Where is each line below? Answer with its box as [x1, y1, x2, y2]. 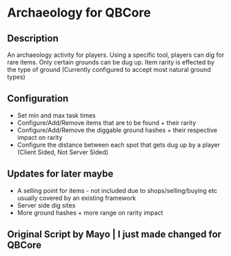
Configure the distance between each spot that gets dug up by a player [17, 140, 221, 149]
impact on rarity [17, 133, 63, 141]
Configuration [7, 93, 69, 104]
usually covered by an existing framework [17, 194, 137, 202]
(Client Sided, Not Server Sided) [17, 147, 109, 156]
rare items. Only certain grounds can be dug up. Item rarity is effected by [7, 58, 215, 66]
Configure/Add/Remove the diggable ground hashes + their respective [17, 126, 218, 134]
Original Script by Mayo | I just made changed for [7, 228, 222, 240]
